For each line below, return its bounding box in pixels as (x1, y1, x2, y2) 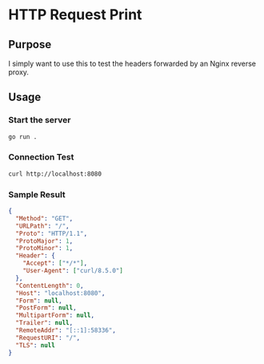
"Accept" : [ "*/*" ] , (22, 259, 88, 268)
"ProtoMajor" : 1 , (15, 237, 74, 245)
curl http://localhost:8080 (8, 170, 102, 178)
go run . (8, 132, 38, 141)
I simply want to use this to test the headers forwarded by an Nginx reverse (8, 59, 257, 68)
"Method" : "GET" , (15, 214, 74, 222)
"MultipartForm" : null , (15, 311, 94, 320)
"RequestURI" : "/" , (15, 334, 81, 342)
